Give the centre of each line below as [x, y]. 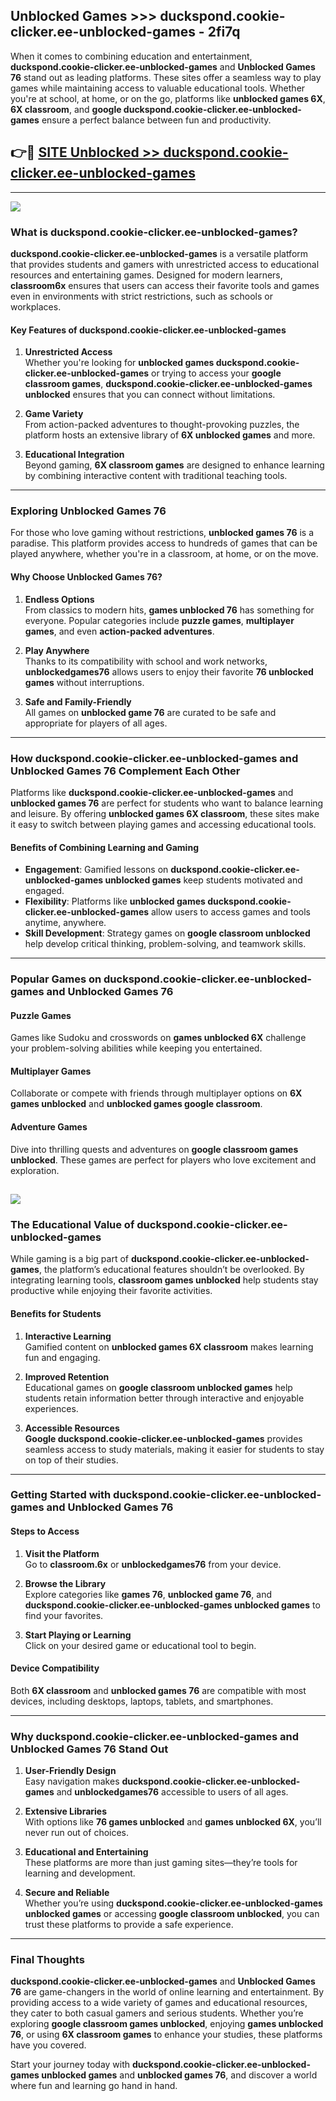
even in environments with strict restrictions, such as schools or [141, 296]
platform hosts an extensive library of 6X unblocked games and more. [170, 435]
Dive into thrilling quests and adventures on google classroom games [154, 1149]
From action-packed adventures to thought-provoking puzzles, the [162, 425]
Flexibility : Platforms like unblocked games [115, 901]
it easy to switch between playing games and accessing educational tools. [163, 824]
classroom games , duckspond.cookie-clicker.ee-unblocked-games [168, 384]
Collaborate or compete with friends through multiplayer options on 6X [156, 1093]
